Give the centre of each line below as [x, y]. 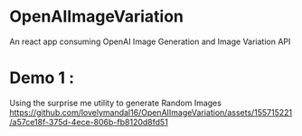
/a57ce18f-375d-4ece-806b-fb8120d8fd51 [89, 122]
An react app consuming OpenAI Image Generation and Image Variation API [150, 41]
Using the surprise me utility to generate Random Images [115, 103]
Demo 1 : [42, 78]
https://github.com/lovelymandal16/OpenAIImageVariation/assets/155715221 [151, 112]
